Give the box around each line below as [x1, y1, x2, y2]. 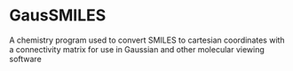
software [9, 53, 42, 64]
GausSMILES [9, 5, 107, 26]
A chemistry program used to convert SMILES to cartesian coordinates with [9, 35, 286, 45]
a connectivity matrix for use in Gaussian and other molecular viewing [9, 43, 265, 54]
